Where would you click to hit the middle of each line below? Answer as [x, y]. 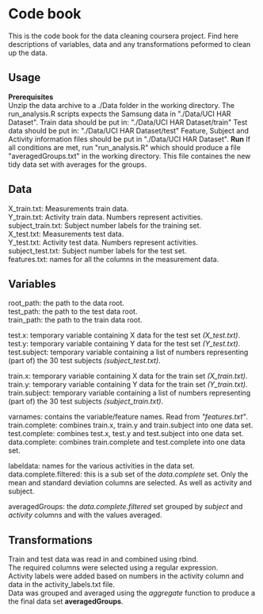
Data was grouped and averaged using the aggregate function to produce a [132, 593]
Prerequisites [31, 97]
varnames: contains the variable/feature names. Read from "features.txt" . [128, 417]
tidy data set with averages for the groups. [78, 164]
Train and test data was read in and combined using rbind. [103, 559]
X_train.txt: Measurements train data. [69, 208]
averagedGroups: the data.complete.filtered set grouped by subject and [126, 507]
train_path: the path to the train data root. [75, 320]
